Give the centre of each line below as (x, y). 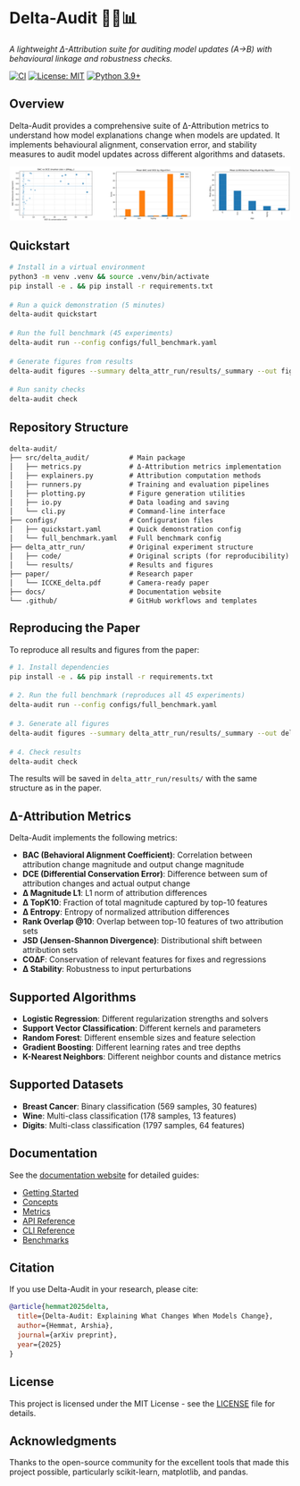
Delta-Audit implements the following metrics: (93, 838)
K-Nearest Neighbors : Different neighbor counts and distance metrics (151, 1057)
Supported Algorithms (73, 997)
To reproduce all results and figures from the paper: (104, 649)
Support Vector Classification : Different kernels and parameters (142, 1028)
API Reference (49, 1220)
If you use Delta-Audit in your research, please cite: (104, 1289)
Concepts (40, 1202)
